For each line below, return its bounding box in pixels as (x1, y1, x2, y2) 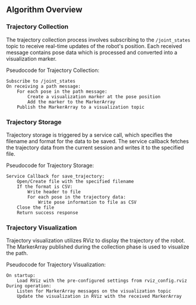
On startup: (6, 273, 36, 279)
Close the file (17, 205, 55, 210)
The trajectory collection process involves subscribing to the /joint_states (6, 36, 191, 43)
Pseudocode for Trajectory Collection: (6, 67, 100, 74)
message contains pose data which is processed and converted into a (6, 49, 178, 56)
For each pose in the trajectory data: (27, 194, 127, 200)
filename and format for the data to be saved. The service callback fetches (6, 137, 189, 144)
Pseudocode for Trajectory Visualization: (6, 261, 106, 268)
